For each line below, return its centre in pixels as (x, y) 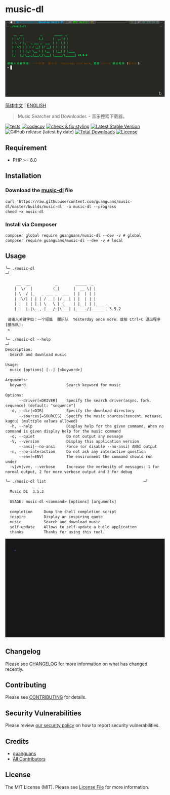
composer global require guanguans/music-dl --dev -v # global (73, 235)
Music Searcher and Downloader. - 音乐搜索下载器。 (72, 116)
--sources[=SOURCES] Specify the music (62, 416)
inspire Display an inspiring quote (56, 517)
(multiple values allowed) (50, 421)
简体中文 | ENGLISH (26, 105)
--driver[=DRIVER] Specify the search (63, 401)
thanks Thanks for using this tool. (57, 532)
